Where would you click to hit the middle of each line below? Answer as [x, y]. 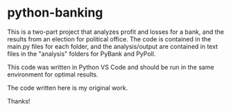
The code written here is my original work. [68, 88]
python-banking [55, 13]
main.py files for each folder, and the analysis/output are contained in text [113, 46]
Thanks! [19, 101]
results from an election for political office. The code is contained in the [109, 39]
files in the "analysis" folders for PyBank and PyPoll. [82, 54]
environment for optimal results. [53, 74]
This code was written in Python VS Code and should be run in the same [111, 67]
